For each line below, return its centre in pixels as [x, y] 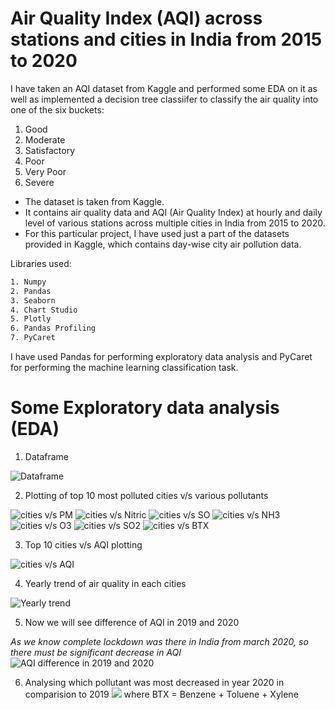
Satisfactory [50, 150]
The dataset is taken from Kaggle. [94, 201]
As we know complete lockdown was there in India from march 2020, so [159, 641]
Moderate [45, 139]
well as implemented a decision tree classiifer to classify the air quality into [164, 99]
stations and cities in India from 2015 [166, 39]
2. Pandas [31, 291]
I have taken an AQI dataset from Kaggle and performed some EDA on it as [164, 88]
